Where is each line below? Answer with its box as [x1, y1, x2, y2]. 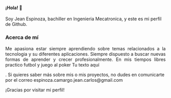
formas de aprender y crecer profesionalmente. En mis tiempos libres [5, 56, 166, 62]
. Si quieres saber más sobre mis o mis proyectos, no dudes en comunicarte [5, 72, 164, 78]
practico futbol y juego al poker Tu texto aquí [5, 61, 100, 68]
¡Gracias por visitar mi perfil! [5, 87, 65, 93]
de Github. [5, 21, 27, 27]
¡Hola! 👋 [5, 5, 22, 11]
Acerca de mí [5, 34, 39, 41]
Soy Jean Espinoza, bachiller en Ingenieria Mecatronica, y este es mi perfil [5, 16, 162, 22]
